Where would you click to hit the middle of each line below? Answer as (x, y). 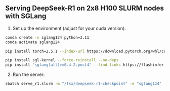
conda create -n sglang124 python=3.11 (47, 37)
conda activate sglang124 (32, 42)
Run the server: (29, 74)
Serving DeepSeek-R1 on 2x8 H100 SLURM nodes (85, 8)
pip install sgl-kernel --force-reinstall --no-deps (62, 60)
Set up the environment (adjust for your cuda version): (69, 28)
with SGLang (26, 16)
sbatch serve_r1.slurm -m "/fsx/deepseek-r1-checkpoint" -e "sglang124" (83, 84)
